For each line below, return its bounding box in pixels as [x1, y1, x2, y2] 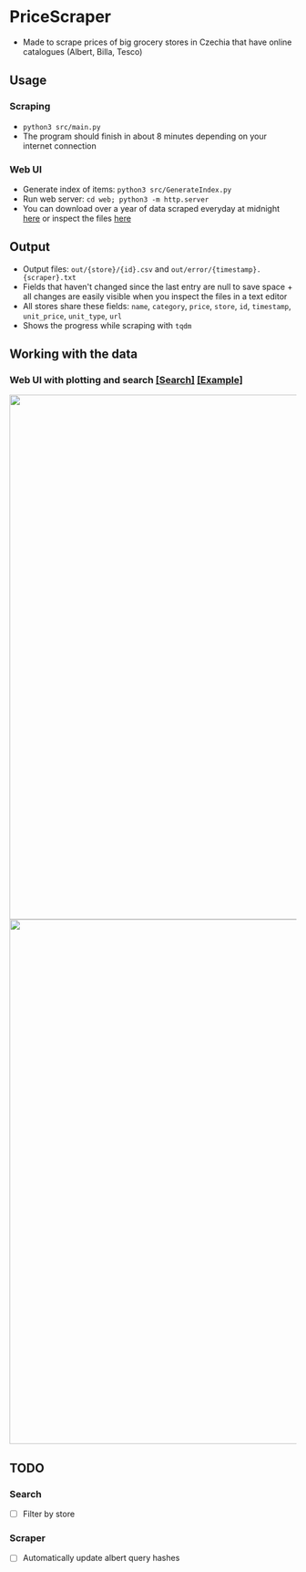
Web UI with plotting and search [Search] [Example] [9, 374, 243, 387]
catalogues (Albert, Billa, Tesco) [22, 46, 143, 57]
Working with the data [9, 347, 138, 362]
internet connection [22, 140, 97, 151]
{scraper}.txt [22, 273, 76, 282]
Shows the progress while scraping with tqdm [22, 319, 192, 330]
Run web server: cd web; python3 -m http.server [22, 193, 209, 204]
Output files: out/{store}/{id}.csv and [22, 263, 170, 275]
